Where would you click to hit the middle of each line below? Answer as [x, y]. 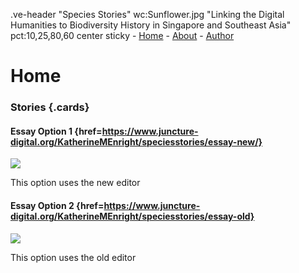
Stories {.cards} [50, 107]
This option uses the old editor [73, 257]
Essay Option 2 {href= [57, 205]
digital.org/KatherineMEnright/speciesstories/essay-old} [132, 216]
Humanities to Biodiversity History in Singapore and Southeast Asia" [151, 25]
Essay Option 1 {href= [56, 131]
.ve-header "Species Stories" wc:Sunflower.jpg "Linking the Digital [147, 14]
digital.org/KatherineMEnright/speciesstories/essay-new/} [136, 141]
